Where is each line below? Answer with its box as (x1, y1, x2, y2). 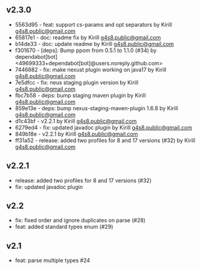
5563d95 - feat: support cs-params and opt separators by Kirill (14, 21, 172, 28)
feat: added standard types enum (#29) (14, 223, 113, 231)
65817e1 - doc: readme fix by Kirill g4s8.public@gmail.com (14, 33, 161, 41)
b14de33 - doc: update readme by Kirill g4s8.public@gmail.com (14, 40, 174, 47)
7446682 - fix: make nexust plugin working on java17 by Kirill (14, 66, 167, 73)
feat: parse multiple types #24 (14, 257, 91, 264)
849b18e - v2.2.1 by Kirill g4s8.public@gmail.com (14, 130, 138, 137)
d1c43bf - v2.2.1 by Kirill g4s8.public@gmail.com (14, 117, 137, 125)
